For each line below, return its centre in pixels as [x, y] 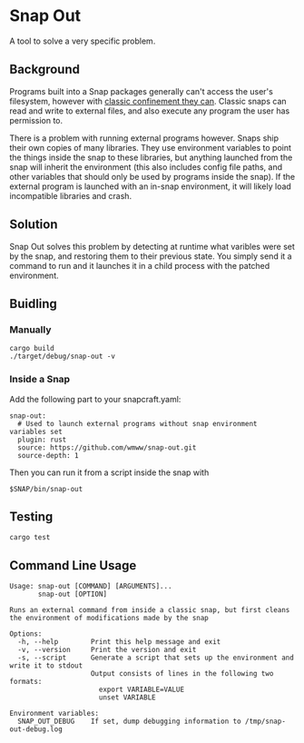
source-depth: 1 [48, 455]
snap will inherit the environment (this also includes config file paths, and [146, 167]
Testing [31, 516]
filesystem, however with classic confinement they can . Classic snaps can [148, 101]
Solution [34, 225]
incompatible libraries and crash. [71, 195]
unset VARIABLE [127, 698]
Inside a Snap [40, 380]
